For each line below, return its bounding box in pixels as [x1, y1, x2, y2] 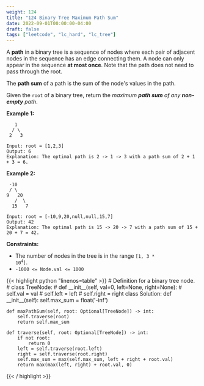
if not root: [17, 335, 51, 341]
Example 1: [6, 110, 35, 117]
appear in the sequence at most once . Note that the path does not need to [6, 62, 194, 69]
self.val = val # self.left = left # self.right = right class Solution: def [6, 290, 172, 297]
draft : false [6, 26, 40, 32]
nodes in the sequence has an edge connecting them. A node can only [6, 55, 184, 62]
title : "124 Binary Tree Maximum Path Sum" [6, 15, 119, 21]
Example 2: [6, 170, 35, 177]
